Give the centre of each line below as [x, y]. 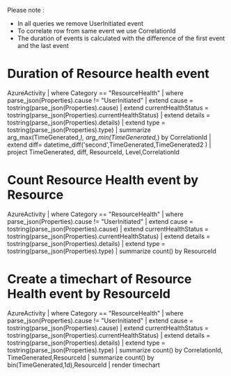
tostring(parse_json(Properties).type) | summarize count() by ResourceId [112, 251]
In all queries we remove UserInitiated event [80, 23]
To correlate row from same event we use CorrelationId [96, 31]
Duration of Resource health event [109, 74]
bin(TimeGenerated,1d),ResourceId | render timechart [83, 365]
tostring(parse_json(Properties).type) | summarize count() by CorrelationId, [115, 350]
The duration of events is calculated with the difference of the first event [121, 38]
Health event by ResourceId [89, 294]
